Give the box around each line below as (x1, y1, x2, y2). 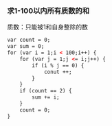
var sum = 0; (7, 43, 45, 50)
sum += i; (32, 94, 60, 101)
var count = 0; (7, 36, 51, 44)
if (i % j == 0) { (32, 62, 85, 69)
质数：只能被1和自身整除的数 (7, 23, 88, 32)
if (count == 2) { (19, 88, 72, 94)
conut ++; (43, 68, 72, 75)
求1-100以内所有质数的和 (7, 5, 90, 15)
